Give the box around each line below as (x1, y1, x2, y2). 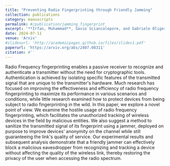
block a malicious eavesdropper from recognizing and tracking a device (5, 144, 155, 150)
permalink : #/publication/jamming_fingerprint (5, 21, 105, 27)
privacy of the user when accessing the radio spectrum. (5, 155, 122, 161)
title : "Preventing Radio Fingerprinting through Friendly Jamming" (5, 7, 153, 13)
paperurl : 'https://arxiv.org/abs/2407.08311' (5, 45, 105, 50)
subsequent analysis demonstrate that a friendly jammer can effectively (5, 139, 155, 145)
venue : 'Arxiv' (5, 36, 37, 41)
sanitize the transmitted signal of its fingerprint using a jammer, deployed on (5, 122, 164, 129)
